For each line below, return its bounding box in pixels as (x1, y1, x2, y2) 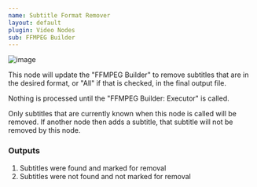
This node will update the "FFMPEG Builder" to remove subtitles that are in (8, 70, 249, 79)
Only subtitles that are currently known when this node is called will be (8, 109, 237, 119)
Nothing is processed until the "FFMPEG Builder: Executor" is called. (8, 93, 229, 103)
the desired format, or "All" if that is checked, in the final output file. (8, 79, 226, 88)
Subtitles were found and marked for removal (19, 163, 167, 173)
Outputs (8, 145, 41, 156)
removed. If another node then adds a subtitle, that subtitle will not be (8, 117, 233, 126)
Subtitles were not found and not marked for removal (19, 171, 191, 181)
